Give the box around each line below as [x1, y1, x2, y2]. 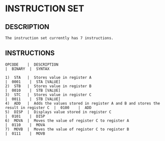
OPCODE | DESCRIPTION [5, 62, 58, 67]
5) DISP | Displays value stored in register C [5, 109, 112, 114]
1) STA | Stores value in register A [5, 75, 92, 80]
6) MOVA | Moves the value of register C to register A [5, 118, 129, 123]
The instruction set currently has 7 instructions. [5, 35, 114, 40]
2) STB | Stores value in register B [5, 83, 92, 89]
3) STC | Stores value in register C [5, 92, 92, 97]
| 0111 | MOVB [5, 131, 45, 136]
